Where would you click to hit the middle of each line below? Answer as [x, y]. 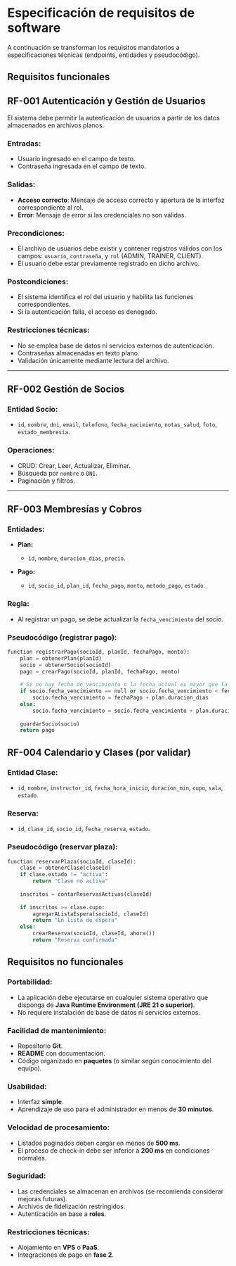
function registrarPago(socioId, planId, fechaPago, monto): [99, 652]
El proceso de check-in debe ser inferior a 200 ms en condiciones [113, 1150]
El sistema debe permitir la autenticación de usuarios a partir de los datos [113, 118]
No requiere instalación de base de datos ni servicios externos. [109, 1012]
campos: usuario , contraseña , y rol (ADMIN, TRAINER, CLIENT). [110, 256]
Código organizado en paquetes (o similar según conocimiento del [114, 1061]
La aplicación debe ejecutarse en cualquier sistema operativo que [113, 997]
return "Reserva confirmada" [75, 940]
